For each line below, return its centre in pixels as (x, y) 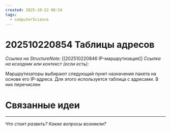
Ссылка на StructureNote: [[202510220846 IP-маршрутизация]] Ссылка (83, 58)
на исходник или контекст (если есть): (47, 64)
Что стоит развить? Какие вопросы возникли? (56, 124)
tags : (11, 15)
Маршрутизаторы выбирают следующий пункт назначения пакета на (81, 74)
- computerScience (30, 19)
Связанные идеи (42, 105)
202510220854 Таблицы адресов (80, 44)
